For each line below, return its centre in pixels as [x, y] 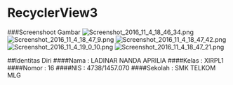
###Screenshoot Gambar [44, 32]
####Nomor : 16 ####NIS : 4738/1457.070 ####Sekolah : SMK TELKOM [112, 68]
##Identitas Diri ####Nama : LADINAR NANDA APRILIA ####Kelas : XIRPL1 [115, 60]
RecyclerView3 [53, 13]
